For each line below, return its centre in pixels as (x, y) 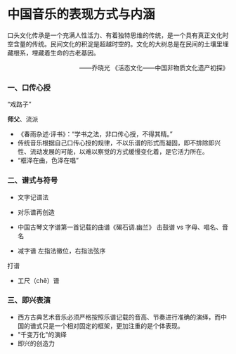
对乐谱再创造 (36, 212)
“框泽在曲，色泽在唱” (48, 160)
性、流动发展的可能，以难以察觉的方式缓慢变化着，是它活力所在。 (113, 152)
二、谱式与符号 (33, 181)
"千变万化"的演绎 (42, 334)
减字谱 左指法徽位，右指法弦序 (61, 251)
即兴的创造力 (36, 343)
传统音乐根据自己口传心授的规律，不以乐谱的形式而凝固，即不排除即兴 (119, 143)
